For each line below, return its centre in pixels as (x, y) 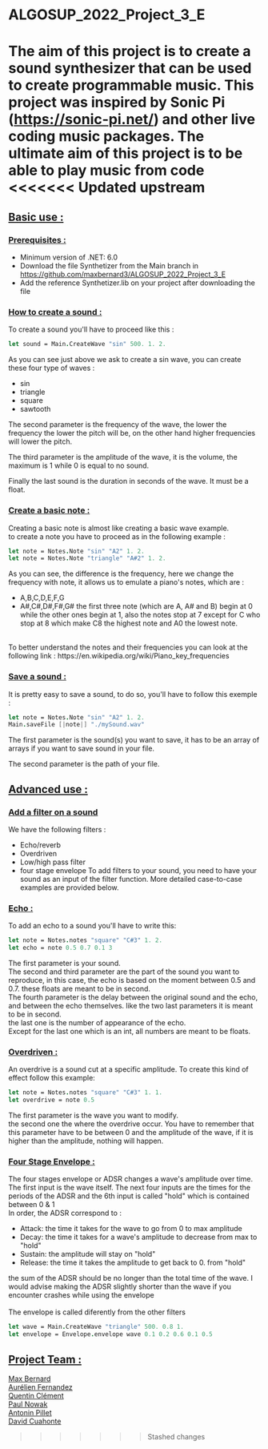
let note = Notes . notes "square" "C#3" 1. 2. (85, 940)
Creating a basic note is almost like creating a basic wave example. (119, 528)
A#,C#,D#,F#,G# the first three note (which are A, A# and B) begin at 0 (136, 606)
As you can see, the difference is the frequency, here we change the (121, 574)
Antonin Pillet (30, 1412)
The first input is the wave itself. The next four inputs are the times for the (129, 1188)
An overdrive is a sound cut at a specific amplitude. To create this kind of (129, 1069)
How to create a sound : (55, 312)
